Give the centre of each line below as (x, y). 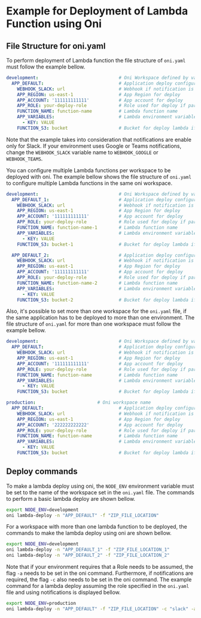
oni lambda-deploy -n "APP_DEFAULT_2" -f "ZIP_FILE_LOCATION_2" (88, 556)
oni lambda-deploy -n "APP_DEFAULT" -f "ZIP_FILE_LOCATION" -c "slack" (97, 609)
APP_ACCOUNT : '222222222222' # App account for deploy (100, 425)
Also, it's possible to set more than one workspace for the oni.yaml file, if (96, 311)
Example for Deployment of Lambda (97, 11)
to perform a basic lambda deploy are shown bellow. (71, 498)
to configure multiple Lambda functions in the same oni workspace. (89, 183)
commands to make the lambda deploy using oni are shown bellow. (89, 533)
